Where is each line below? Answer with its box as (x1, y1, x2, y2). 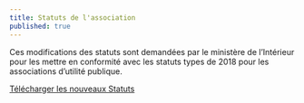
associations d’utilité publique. (9, 65, 123, 77)
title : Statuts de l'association (9, 13, 136, 23)
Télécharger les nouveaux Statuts (9, 83, 135, 94)
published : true (9, 22, 71, 31)
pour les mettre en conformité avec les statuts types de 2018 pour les (9, 56, 270, 67)
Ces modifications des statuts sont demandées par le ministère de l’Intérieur (9, 46, 295, 57)
